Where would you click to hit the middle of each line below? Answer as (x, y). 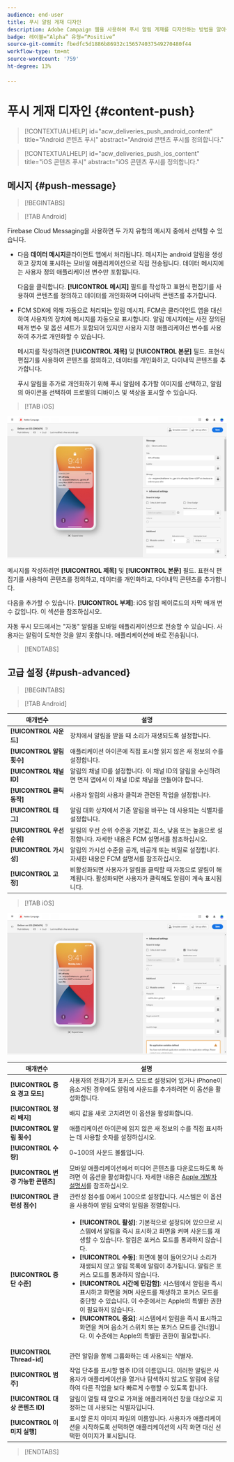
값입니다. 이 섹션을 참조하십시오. (58, 611)
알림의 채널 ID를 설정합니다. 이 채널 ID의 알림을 (133, 770)
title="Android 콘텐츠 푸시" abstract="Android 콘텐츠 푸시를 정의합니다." (124, 139)
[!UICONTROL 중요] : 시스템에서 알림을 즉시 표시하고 (151, 1318)
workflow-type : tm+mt (39, 52)
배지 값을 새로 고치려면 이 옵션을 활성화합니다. (131, 1113)
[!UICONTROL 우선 (37, 830)
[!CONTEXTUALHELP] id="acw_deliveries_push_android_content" (119, 131)
